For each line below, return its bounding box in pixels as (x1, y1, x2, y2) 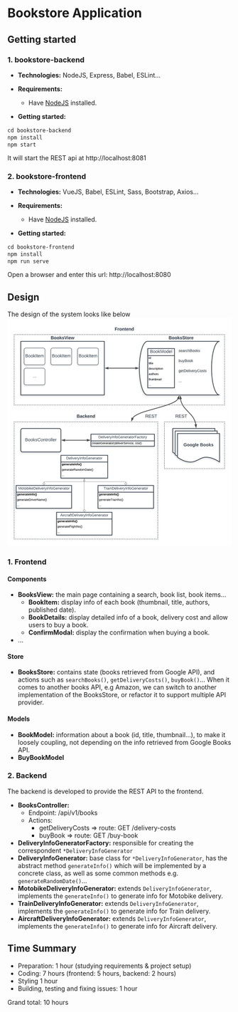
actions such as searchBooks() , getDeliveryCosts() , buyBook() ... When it (17, 675, 229, 684)
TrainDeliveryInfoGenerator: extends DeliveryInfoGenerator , (17, 899, 199, 907)
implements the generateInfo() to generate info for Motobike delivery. (17, 892, 224, 900)
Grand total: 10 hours (7, 998, 69, 1006)
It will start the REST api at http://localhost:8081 (7, 153, 147, 162)
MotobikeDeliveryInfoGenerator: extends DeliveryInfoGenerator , (17, 884, 212, 892)
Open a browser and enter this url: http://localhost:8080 (7, 271, 171, 279)
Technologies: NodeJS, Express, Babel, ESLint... (17, 71, 161, 79)
